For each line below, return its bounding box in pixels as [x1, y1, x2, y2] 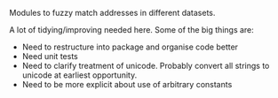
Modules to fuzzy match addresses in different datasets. [9, 8, 216, 18]
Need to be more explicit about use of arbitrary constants [21, 79, 233, 89]
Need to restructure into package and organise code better [21, 41, 238, 52]
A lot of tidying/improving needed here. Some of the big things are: [9, 25, 255, 34]
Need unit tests [21, 51, 78, 61]
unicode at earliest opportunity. [21, 70, 138, 80]
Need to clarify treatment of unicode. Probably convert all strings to [21, 61, 270, 71]
